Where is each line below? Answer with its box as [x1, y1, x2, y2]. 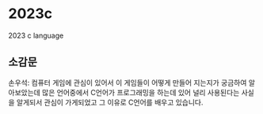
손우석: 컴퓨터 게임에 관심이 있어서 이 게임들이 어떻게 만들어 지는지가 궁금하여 [8, 78, 247, 87]
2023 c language [8, 31, 64, 40]
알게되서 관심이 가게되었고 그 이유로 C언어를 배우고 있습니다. [16, 97, 204, 107]
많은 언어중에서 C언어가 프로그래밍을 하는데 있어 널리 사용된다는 [42, 87, 240, 97]
